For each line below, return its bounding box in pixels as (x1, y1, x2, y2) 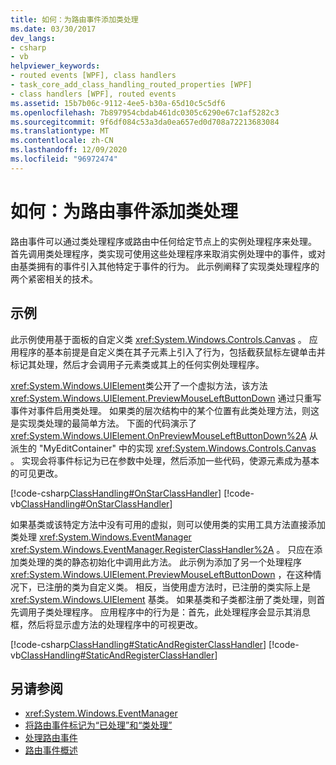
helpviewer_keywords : (10, 61, 101, 71)
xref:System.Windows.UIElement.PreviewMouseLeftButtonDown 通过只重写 (10, 392, 322, 404)
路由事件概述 (24, 744, 78, 756)
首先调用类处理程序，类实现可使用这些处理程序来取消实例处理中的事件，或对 (10, 247, 326, 260)
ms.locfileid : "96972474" (10, 154, 118, 164)
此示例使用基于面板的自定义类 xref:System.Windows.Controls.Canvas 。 (10, 333, 307, 345)
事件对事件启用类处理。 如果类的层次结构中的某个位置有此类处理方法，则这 (10, 404, 320, 416)
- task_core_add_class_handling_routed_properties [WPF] (10, 80, 253, 90)
